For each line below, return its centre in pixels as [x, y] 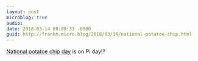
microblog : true [27, 18]
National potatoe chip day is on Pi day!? [56, 51]
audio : [15, 23]
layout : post [23, 12]
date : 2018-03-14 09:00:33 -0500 [49, 29]
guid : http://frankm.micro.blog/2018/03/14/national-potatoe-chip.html [99, 34]
